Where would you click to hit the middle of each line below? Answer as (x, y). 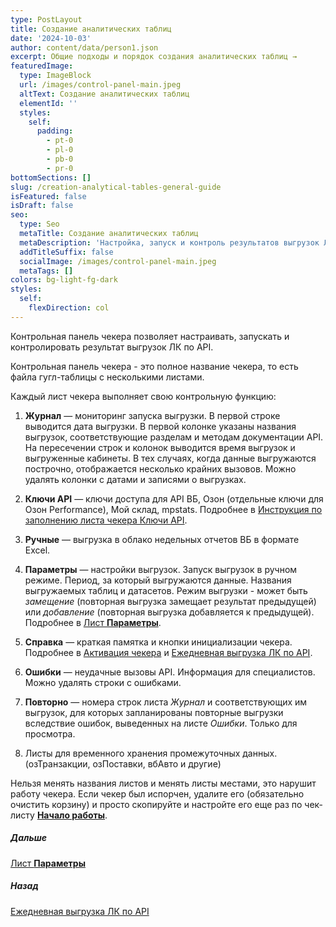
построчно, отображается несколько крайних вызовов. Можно (160, 468)
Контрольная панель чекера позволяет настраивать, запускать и (150, 336)
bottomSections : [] (51, 177)
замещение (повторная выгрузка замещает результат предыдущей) (170, 601)
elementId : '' (48, 103)
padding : (55, 131)
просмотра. (50, 733)
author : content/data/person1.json (84, 47)
